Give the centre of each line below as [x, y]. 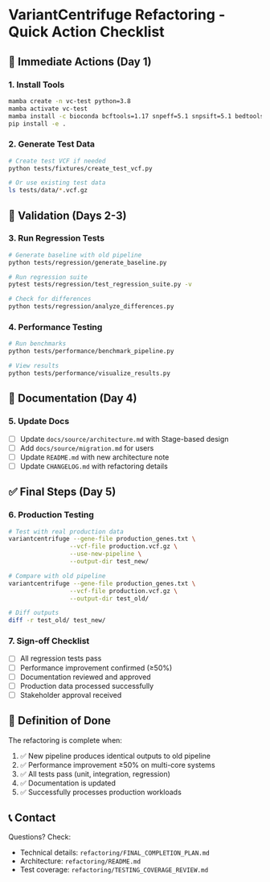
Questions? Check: [40, 837]
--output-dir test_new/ [109, 562]
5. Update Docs [39, 422]
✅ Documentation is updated [68, 783]
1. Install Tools [37, 84]
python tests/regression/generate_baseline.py [88, 262]
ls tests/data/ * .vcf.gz [48, 191]
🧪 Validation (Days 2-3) [67, 215]
